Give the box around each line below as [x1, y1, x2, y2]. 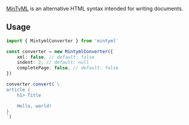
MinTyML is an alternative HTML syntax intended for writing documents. [6, 5, 184, 12]
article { [6, 86, 31, 92]
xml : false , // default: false [17, 54, 95, 60]
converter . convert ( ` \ [6, 81, 60, 88]
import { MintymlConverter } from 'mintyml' [6, 38, 119, 44]
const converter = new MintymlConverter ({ [6, 49, 113, 55]
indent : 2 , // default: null [17, 59, 89, 66]
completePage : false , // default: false [17, 65, 119, 71]
